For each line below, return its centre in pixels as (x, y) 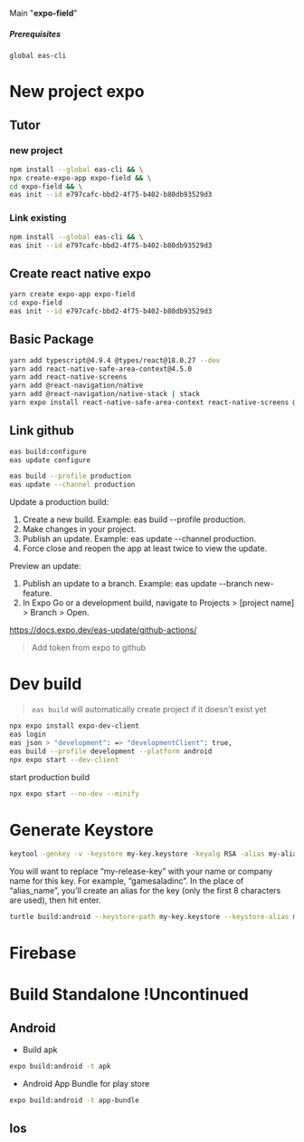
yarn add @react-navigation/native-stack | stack (105, 394)
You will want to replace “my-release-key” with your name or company (141, 871)
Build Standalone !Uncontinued (129, 995)
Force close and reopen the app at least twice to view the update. (145, 548)
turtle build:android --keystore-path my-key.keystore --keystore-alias (149, 917)
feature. (37, 594)
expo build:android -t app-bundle (75, 1100)
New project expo (77, 92)
